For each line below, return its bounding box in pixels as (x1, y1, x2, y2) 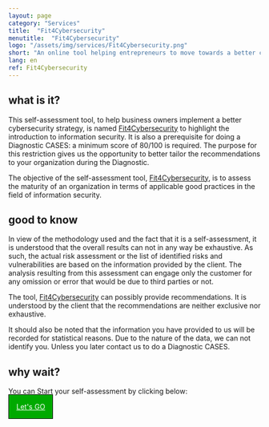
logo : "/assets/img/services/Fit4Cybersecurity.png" (8, 42, 188, 50)
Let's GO (16, 402, 46, 412)
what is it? (8, 94, 61, 107)
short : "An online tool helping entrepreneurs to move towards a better (8, 49, 256, 57)
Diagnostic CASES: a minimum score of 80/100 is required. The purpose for (8, 140, 258, 150)
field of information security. (8, 190, 102, 199)
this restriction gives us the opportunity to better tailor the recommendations (8, 149, 261, 159)
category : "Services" (8, 19, 81, 27)
